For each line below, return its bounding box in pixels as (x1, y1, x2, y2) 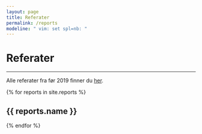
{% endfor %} (6, 122, 41, 129)
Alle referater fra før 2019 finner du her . (6, 77, 104, 84)
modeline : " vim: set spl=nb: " (6, 25, 87, 32)
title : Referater (6, 14, 50, 20)
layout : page (6, 8, 39, 15)
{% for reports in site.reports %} (6, 88, 86, 96)
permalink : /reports (6, 20, 58, 26)
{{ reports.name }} (6, 106, 78, 116)
